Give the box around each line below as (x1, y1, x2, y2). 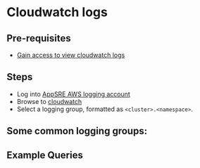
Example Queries (6, 149, 84, 161)
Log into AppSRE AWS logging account (16, 89, 131, 98)
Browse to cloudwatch (16, 97, 82, 105)
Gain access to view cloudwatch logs (16, 51, 125, 59)
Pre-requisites (6, 32, 71, 44)
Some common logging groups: (6, 125, 148, 137)
